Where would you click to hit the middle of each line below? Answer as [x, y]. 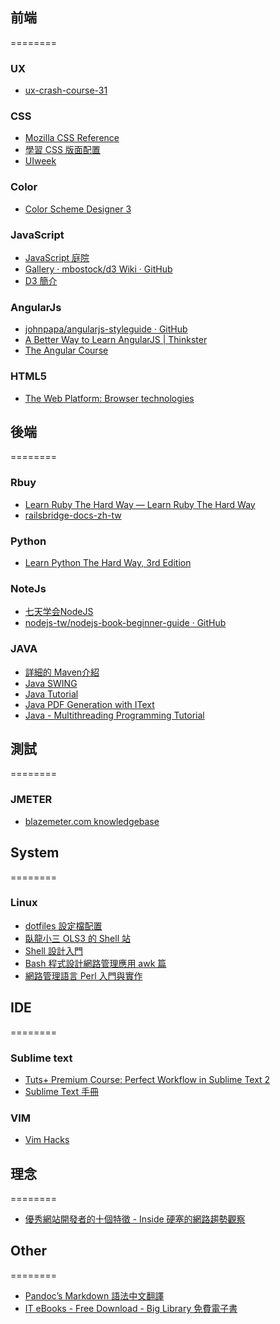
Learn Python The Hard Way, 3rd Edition [108, 562]
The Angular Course [66, 350]
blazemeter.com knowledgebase [92, 821]
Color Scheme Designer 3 [78, 209]
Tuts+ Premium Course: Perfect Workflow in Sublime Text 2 [147, 1079]
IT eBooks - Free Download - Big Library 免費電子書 [131, 1308]
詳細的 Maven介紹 [62, 672]
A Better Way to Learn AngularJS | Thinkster [116, 340]
